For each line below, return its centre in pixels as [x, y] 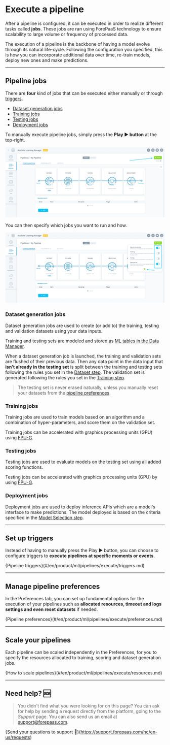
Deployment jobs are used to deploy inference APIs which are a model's [80, 507]
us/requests [18, 737]
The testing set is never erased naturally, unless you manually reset [88, 387]
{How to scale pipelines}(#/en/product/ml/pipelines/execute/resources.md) [84, 673]
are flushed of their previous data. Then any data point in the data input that [84, 361]
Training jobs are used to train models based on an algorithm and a [75, 417]
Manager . [15, 346]
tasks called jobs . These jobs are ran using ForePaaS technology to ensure [83, 28]
